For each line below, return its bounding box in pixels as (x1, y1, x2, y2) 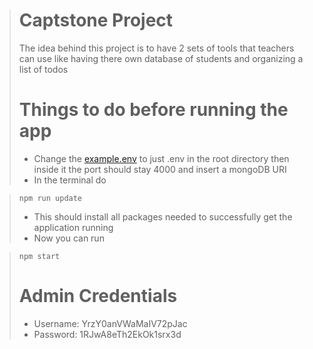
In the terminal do (33, 174, 107, 186)
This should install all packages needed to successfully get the (33, 210, 293, 223)
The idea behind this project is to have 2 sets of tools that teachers (18, 42, 295, 54)
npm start (18, 251, 61, 261)
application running (33, 221, 114, 233)
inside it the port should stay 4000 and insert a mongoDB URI (33, 163, 287, 175)
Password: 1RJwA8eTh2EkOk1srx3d (33, 328, 182, 340)
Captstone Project (18, 9, 174, 32)
